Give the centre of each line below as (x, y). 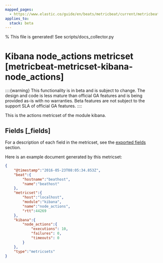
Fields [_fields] (28, 131)
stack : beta (22, 23)
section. (13, 148)
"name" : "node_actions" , (46, 206)
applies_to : (17, 18)
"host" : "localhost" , (43, 197)
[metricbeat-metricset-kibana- (69, 67)
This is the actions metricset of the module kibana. (56, 115)
